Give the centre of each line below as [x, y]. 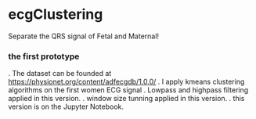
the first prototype [44, 56]
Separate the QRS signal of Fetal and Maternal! [83, 36]
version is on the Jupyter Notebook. [66, 106]
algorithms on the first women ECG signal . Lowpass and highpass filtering [128, 90]
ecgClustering [56, 14]
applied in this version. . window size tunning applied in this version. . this [126, 99]
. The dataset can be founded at [60, 74]
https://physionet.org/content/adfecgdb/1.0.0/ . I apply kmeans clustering [126, 82]
